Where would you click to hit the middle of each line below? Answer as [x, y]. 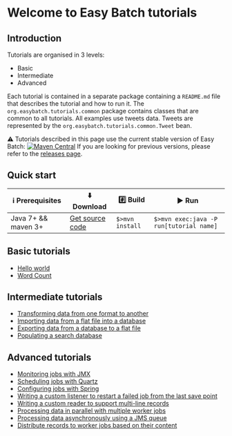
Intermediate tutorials [55, 297]
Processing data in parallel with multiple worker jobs [91, 411]
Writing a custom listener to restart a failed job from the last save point [117, 396]
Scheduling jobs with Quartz [57, 381]
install [129, 226]
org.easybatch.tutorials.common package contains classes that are [103, 111]
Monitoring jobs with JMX [54, 374]
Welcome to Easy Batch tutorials [102, 13]
